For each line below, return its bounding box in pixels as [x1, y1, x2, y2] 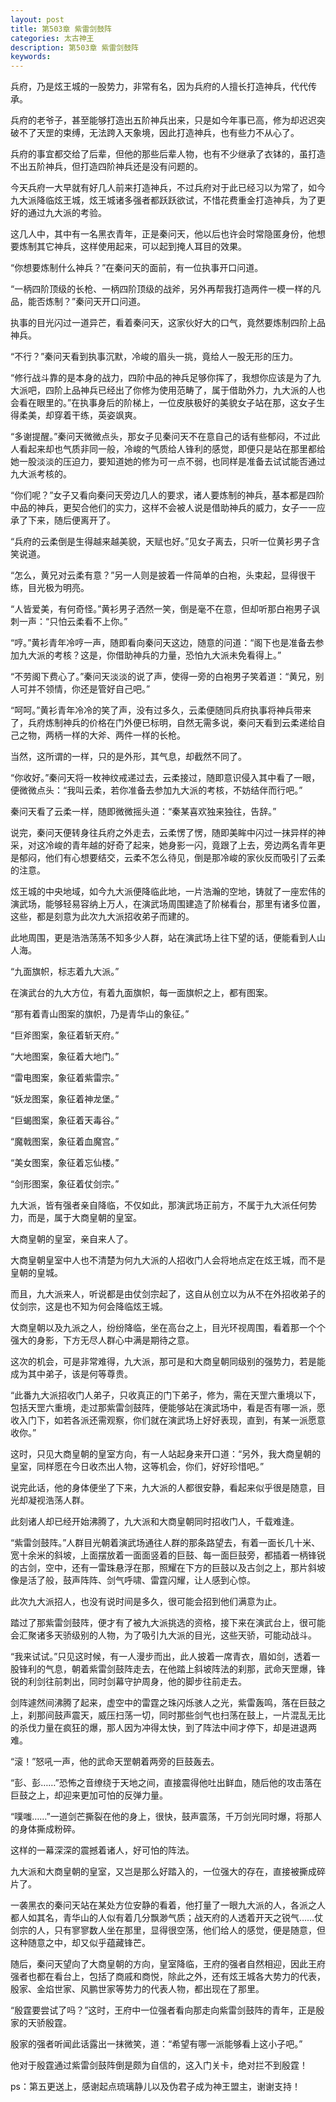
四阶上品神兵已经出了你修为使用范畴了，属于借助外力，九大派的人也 [44, 384, 326, 396]
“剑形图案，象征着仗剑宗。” [10, 1178, 120, 1190]
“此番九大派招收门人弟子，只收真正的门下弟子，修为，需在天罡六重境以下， [10, 1389, 322, 1401]
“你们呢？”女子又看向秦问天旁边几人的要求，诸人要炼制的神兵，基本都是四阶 [10, 489, 325, 501]
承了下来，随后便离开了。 [10, 514, 116, 526]
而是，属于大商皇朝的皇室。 [27, 1212, 142, 1224]
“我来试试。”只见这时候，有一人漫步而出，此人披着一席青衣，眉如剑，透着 [10, 1651, 312, 1663]
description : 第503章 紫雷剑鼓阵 [10, 42, 139, 53]
